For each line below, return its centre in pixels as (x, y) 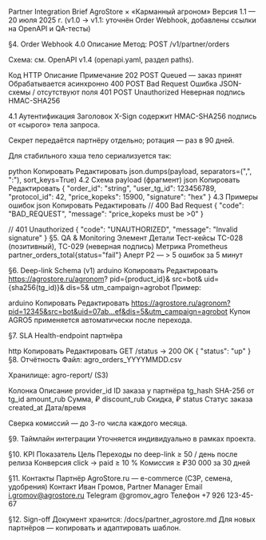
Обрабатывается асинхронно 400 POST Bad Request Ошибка (113, 84)
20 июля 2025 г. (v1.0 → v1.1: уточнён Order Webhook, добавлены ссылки (133, 20)
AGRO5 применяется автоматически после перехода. (100, 320)
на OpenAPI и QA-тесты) (50, 28)
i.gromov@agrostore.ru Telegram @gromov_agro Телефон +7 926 (117, 495)
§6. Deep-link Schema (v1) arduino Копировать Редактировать (113, 270)
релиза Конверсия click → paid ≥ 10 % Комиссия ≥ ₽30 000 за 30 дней (129, 463)
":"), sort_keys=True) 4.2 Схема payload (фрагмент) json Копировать (124, 180)
